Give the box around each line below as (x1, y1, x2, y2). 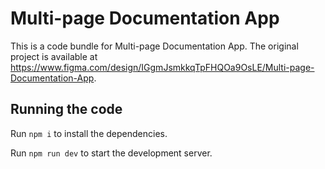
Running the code (10, 101, 123, 118)
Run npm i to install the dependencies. (10, 127, 168, 139)
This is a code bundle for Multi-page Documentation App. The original (10, 40, 299, 52)
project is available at (10, 50, 98, 62)
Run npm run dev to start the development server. (10, 147, 213, 159)
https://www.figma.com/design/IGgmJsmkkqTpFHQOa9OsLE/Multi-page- (10, 61, 315, 73)
